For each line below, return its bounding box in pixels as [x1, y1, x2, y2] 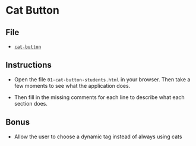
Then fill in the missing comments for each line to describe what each [14, 93, 185, 101]
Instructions [5, 60, 52, 70]
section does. [14, 100, 48, 107]
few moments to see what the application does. [14, 82, 131, 89]
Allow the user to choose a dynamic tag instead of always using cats [14, 133, 182, 140]
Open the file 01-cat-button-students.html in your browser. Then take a [14, 75, 191, 83]
